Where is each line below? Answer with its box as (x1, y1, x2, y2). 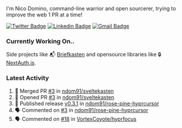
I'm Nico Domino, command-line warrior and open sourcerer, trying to (6, 5, 176, 12)
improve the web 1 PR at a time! (6, 11, 83, 18)
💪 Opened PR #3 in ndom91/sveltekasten (14, 93, 115, 100)
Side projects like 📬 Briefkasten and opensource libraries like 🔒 (6, 51, 161, 58)
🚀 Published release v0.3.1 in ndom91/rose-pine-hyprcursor (14, 100, 160, 107)
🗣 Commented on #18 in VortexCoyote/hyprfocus (14, 115, 137, 122)
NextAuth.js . (6, 59, 37, 66)
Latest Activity (6, 74, 49, 82)
